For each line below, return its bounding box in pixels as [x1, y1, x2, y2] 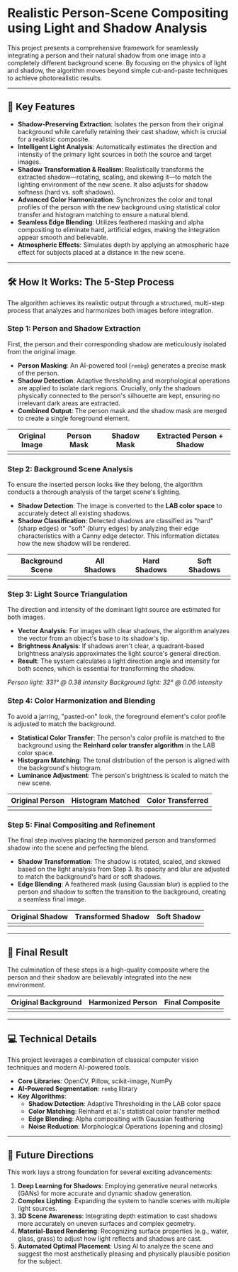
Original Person [11, 795, 65, 805]
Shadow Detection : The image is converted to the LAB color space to [17, 502, 222, 510]
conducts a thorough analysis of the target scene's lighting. [7, 488, 181, 496]
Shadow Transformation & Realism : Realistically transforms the [17, 165, 205, 173]
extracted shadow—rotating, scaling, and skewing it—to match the [17, 172, 212, 181]
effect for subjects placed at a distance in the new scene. [17, 248, 186, 256]
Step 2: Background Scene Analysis [7, 464, 133, 473]
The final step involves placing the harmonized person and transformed [7, 836, 216, 845]
